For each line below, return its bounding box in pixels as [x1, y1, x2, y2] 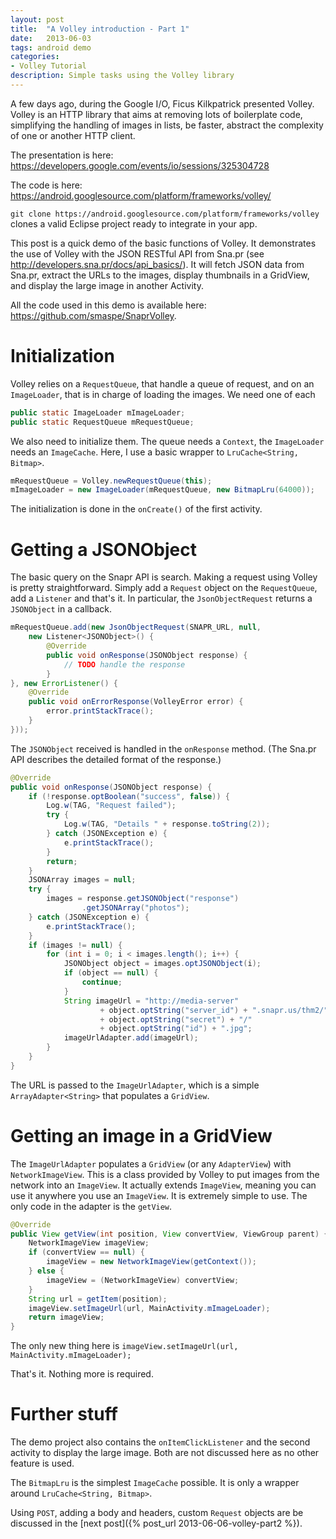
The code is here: [10, 179, 83, 191]
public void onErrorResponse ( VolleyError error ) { [28, 697, 244, 707]
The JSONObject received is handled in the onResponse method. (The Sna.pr [10, 742, 317, 755]
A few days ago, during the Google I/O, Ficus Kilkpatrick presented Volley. [10, 97, 315, 110]
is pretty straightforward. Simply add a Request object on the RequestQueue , [10, 582, 318, 594]
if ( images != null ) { [28, 940, 123, 950]
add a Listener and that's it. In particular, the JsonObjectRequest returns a [10, 592, 313, 605]
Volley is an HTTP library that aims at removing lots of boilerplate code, [10, 108, 303, 120]
